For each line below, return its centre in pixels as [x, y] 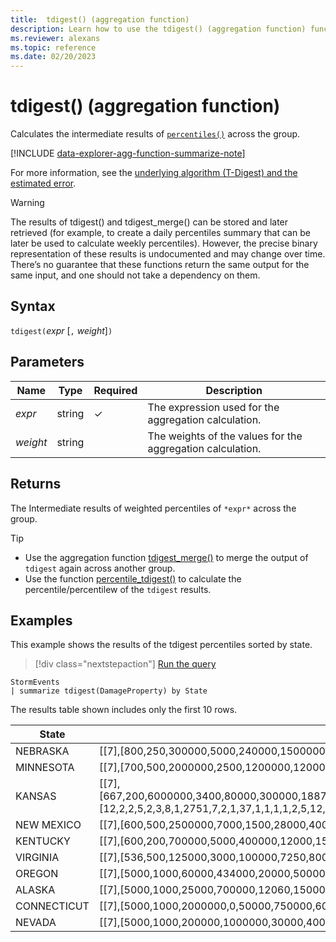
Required [115, 390]
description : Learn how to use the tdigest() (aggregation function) [158, 29]
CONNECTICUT [52, 906]
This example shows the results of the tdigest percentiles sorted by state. [161, 645]
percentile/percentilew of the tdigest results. [118, 589]
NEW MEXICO [48, 825]
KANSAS [36, 796]
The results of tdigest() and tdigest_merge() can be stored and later [149, 222]
